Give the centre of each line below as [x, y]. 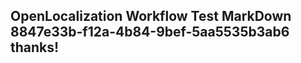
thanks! [35, 47]
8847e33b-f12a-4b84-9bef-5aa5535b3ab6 [150, 32]
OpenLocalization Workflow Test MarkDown [151, 16]
